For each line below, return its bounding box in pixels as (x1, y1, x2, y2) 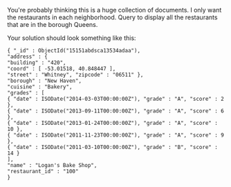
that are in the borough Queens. (7, 21, 98, 28)
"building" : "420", (7, 59, 67, 66)
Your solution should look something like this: (7, 34, 136, 42)
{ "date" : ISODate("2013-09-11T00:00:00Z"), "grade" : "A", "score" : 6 (7, 108, 225, 115)
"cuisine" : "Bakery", (7, 83, 73, 90)
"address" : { (7, 53, 48, 60)
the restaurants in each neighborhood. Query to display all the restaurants (7, 13, 218, 21)
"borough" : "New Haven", (7, 77, 82, 84)
